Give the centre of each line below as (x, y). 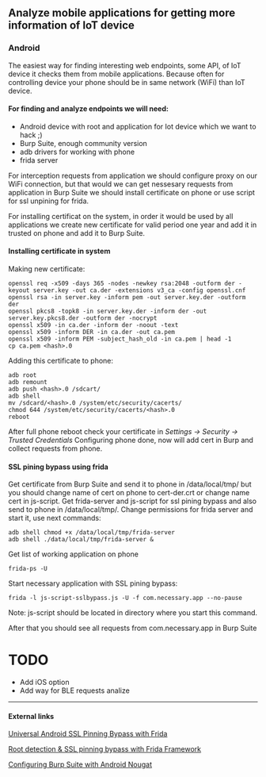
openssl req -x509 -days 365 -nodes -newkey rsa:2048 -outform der (122, 284)
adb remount (28, 383)
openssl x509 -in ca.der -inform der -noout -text (93, 325)
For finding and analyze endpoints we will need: (88, 109)
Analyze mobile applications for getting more (122, 13)
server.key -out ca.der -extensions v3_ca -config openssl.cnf (139, 290)
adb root (23, 375)
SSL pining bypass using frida (58, 467)
